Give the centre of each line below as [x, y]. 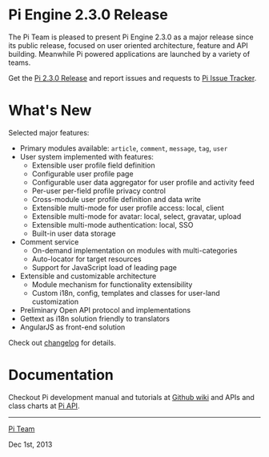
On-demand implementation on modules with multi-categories [134, 250]
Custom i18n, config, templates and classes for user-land [126, 293]
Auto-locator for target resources [86, 259]
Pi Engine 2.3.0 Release [88, 15]
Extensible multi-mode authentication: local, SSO [112, 224]
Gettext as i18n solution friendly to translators [95, 318]
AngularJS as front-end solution [72, 327]
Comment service [49, 241]
